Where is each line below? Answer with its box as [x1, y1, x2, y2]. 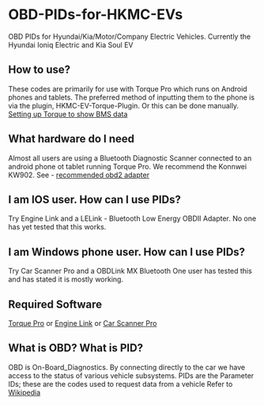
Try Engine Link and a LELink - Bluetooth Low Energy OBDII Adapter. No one [8, 214, 257, 223]
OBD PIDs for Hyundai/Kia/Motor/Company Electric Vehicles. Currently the [8, 32, 251, 41]
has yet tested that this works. [8, 222, 107, 232]
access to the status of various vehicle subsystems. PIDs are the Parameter [8, 370, 255, 380]
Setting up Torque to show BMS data [8, 109, 128, 119]
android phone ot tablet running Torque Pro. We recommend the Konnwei [8, 161, 247, 171]
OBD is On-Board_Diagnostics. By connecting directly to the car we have [8, 362, 246, 372]
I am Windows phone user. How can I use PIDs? [8, 245, 246, 259]
